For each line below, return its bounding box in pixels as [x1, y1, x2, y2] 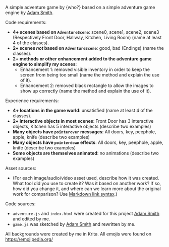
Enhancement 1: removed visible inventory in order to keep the [20, 66, 150, 72]
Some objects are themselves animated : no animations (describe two [12, 150, 159, 156]
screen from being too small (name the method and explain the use [20, 72, 160, 77]
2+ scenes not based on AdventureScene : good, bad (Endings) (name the [12, 45, 164, 51]
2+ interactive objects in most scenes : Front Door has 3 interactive [12, 118, 154, 124]
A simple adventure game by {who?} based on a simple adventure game [5, 5, 155, 10]
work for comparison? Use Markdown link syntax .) [12, 191, 118, 197]
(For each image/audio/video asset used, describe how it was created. [12, 175, 159, 181]
